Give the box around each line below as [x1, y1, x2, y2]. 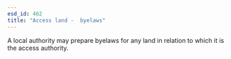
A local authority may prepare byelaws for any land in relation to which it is [7, 36, 225, 44]
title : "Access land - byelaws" [7, 17, 106, 24]
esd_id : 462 [7, 10, 42, 18]
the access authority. [7, 44, 69, 52]
